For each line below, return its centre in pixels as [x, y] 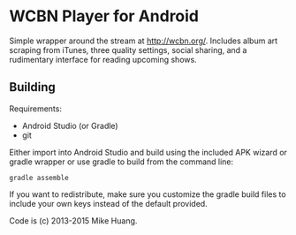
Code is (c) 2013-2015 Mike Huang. [73, 220]
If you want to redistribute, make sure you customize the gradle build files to [148, 194]
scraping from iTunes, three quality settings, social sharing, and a [128, 49]
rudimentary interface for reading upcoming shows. [103, 59]
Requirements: [35, 109]
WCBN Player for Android [104, 16]
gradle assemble [39, 178]
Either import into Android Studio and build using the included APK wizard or [148, 152]
